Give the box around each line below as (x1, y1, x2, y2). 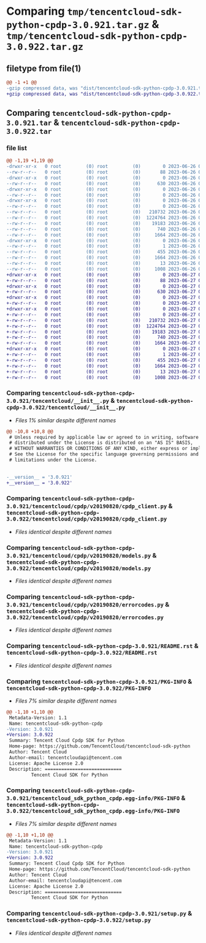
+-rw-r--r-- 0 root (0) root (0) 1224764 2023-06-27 (6, 323, 196, 329)
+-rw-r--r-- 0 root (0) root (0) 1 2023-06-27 (6, 351, 196, 358)
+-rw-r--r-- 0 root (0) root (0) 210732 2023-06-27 (6, 317, 196, 323)
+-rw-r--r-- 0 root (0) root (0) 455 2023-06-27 (6, 357, 196, 363)
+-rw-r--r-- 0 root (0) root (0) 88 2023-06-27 (6, 277, 196, 283)
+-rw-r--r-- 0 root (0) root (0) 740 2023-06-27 (6, 334, 196, 341)
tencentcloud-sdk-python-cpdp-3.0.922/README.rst (6, 649, 158, 657)
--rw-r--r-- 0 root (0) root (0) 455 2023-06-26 (6, 249, 196, 255)
